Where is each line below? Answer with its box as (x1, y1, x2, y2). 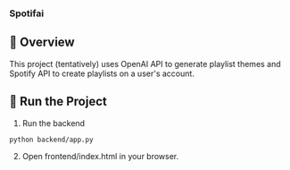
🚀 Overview (9, 35, 75, 50)
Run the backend (21, 117, 86, 128)
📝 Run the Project (9, 94, 107, 109)
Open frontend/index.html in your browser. (21, 151, 179, 162)
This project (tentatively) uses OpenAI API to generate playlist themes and (9, 58, 281, 69)
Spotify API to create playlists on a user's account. (9, 68, 195, 79)
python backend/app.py (9, 135, 94, 144)
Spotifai (9, 7, 45, 20)
